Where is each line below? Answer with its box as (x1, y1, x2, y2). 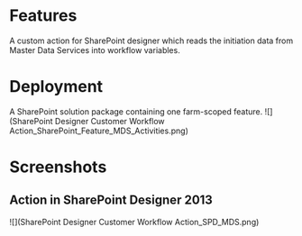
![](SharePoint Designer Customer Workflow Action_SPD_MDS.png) (9, 216, 260, 227)
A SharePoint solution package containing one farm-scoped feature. (9, 105, 263, 117)
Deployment (9, 77, 104, 97)
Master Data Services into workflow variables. (9, 44, 180, 55)
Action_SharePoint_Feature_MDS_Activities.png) (9, 125, 189, 136)
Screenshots (9, 157, 107, 177)
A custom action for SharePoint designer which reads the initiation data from (9, 35, 294, 46)
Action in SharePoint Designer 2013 (9, 193, 214, 208)
